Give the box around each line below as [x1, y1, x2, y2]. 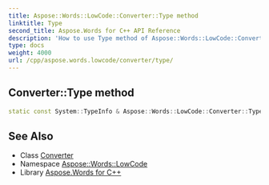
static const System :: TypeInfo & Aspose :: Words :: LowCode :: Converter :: [8, 107, 249, 115]
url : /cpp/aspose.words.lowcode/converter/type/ [8, 57, 174, 65]
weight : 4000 [8, 49, 52, 57]
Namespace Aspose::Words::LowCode [19, 159, 148, 169]
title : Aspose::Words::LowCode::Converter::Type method [8, 11, 199, 20]
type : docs [8, 42, 45, 50]
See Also [8, 129, 54, 143]
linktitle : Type [8, 19, 62, 27]
